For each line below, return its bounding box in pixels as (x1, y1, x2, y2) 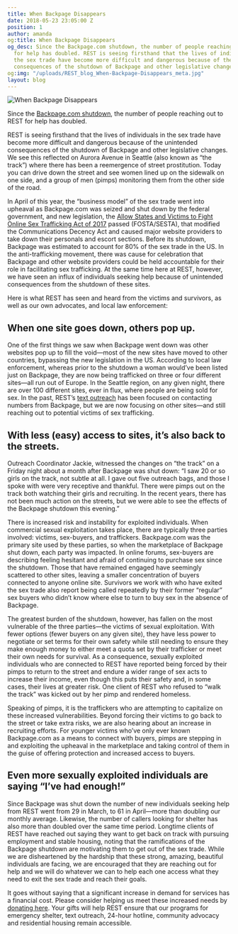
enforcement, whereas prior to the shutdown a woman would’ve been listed (7, 363, 228, 372)
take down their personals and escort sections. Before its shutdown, (7, 235, 207, 243)
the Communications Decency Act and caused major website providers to (7, 228, 222, 236)
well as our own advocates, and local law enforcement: (7, 301, 168, 310)
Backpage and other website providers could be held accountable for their (7, 257, 225, 266)
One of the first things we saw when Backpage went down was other (7, 341, 209, 350)
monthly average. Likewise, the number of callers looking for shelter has (7, 814, 218, 823)
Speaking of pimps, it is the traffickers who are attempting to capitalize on (7, 704, 223, 712)
